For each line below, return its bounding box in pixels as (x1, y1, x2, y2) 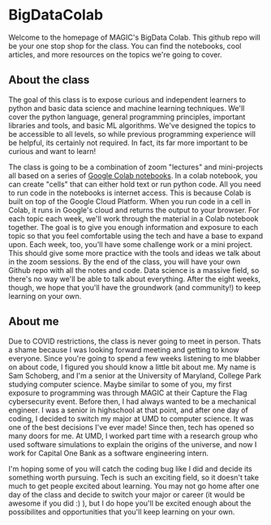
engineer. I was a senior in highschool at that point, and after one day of (8, 405, 249, 415)
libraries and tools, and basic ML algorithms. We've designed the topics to (8, 120, 256, 130)
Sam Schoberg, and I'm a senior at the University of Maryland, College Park (8, 370, 262, 380)
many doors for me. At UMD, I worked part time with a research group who (8, 431, 258, 441)
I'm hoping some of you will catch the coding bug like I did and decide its (8, 463, 253, 473)
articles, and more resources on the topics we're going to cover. (8, 49, 222, 59)
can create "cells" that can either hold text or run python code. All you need (8, 179, 261, 189)
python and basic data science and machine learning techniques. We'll (8, 103, 245, 113)
